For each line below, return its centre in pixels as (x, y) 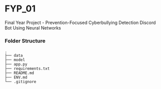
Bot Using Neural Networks (33, 27)
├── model (15, 60)
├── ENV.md (16, 77)
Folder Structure (25, 40)
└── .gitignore (21, 82)
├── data (14, 55)
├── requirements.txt (27, 69)
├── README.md (20, 73)
